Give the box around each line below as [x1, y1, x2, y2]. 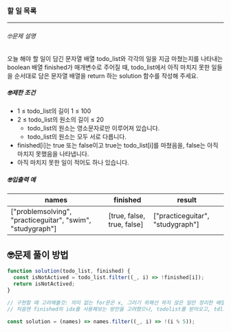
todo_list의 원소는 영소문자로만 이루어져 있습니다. [27, 124, 160, 132]
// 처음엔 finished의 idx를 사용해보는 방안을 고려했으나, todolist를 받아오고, [7, 305, 211, 313]
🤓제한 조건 [7, 88, 36, 97]
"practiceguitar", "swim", [10, 215, 91, 225]
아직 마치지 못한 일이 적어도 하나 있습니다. [16, 158, 129, 167]
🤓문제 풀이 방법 [7, 249, 69, 261]
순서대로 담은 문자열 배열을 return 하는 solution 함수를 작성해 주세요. [14, 71, 199, 80]
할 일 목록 [7, 5, 36, 15]
